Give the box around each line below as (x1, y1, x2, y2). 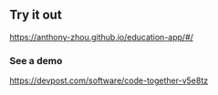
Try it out (9, 7, 62, 23)
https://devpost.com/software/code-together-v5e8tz (9, 75, 208, 86)
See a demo (9, 54, 63, 67)
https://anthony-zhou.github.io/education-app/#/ (9, 31, 194, 42)
